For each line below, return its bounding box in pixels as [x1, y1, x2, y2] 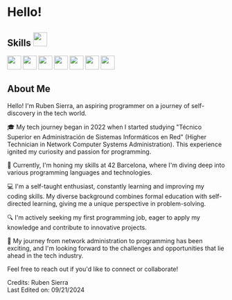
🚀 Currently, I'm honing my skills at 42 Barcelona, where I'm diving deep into [7, 161, 225, 169]
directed [7, 199, 31, 208]
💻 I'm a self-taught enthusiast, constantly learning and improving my [7, 182, 204, 191]
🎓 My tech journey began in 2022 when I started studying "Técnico [7, 123, 202, 131]
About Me [7, 83, 51, 95]
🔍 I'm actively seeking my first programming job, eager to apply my [7, 213, 201, 222]
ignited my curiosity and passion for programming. [7, 147, 152, 156]
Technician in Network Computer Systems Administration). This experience [7, 140, 222, 148]
